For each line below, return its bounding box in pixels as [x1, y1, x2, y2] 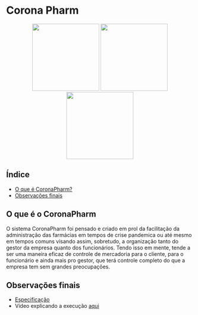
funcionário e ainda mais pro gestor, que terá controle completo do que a [6, 257, 186, 264]
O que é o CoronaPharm [6, 209, 96, 220]
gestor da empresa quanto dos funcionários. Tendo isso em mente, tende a [6, 244, 191, 251]
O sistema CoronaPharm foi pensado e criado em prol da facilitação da [6, 225, 180, 232]
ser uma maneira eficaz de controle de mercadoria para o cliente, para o [6, 250, 184, 257]
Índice [6, 169, 30, 180]
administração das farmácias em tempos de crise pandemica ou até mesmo [6, 231, 192, 239]
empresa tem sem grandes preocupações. [6, 263, 110, 270]
